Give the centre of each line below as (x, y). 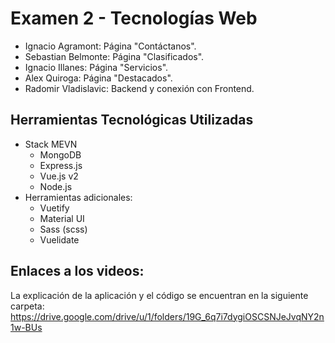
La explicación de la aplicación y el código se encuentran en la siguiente (159, 295)
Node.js (56, 186)
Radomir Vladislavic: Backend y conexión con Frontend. (139, 88)
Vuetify (54, 208)
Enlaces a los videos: (77, 271)
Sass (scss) (63, 229)
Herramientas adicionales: (78, 197)
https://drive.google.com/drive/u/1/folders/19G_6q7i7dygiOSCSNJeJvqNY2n (167, 316)
